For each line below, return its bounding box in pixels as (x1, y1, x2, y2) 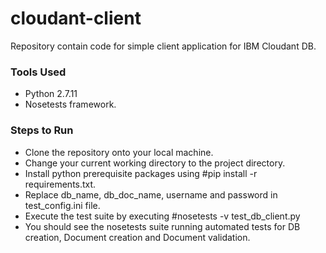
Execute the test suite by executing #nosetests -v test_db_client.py (24, 210, 301, 222)
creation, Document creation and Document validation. (24, 231, 251, 243)
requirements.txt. (24, 178, 97, 190)
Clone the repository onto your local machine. (24, 146, 214, 158)
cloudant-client (10, 7, 142, 30)
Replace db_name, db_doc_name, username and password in (24, 188, 278, 201)
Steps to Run (10, 123, 74, 137)
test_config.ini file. (24, 199, 101, 211)
